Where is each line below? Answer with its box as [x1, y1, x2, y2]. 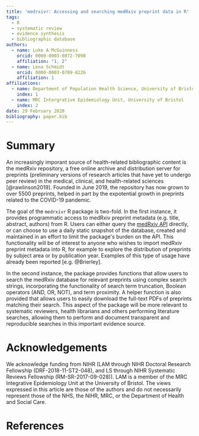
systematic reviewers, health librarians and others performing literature [6, 308, 179, 315]
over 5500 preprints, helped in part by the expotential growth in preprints [6, 190, 185, 198]
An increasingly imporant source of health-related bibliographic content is [6, 158, 187, 166]
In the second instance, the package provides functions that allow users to [6, 270, 188, 277]
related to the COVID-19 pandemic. [6, 196, 92, 203]
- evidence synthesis [11, 31, 65, 37]
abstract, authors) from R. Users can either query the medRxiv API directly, [6, 221, 189, 228]
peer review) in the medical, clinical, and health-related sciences [6, 177, 164, 184]
